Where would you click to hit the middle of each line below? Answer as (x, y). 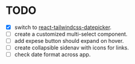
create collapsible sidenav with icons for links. (71, 48)
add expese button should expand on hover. (69, 41)
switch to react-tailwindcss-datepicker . (63, 27)
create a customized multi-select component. (71, 34)
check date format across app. (52, 54)
